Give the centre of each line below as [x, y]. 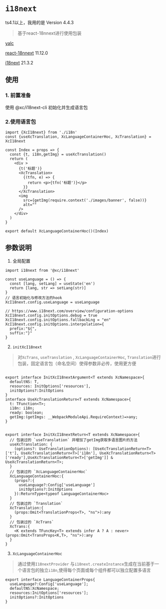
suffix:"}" [21, 333]
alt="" [30, 205]
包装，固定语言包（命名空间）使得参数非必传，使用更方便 [77, 363]
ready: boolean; [27, 412]
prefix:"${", [23, 329]
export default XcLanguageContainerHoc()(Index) [57, 231]
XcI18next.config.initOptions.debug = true [51, 315]
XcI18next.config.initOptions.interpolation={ [55, 324]
